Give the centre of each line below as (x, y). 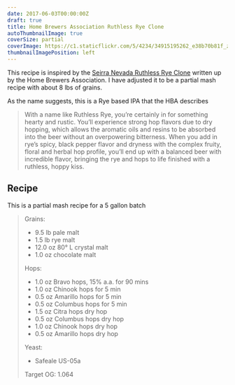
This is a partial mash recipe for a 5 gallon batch (77, 205)
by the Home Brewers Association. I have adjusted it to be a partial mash (112, 80)
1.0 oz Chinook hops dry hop (76, 326)
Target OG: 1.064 (49, 374)
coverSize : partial (36, 40)
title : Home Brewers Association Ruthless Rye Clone (86, 27)
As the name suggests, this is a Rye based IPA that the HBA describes (108, 101)
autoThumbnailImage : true (45, 33)
